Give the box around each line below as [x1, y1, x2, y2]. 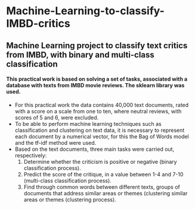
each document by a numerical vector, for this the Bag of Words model [14, 132, 189, 140]
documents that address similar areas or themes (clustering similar [23, 189, 188, 197]
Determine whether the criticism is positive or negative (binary [23, 158, 177, 165]
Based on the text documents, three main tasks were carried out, [14, 145, 175, 153]
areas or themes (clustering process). [23, 196, 116, 203]
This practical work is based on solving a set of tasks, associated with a [6, 75, 188, 83]
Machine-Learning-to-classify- [6, 4, 165, 18]
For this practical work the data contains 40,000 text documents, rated [14, 101, 189, 108]
